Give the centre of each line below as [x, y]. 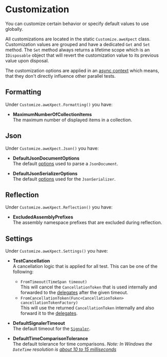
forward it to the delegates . [49, 314]
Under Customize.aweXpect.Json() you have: [52, 148]
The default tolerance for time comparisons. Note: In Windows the [82, 344]
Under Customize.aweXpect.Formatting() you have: [59, 104]
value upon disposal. [27, 60]
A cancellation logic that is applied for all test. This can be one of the [85, 266]
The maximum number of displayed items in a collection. [72, 120]
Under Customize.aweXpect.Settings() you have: [57, 251]
